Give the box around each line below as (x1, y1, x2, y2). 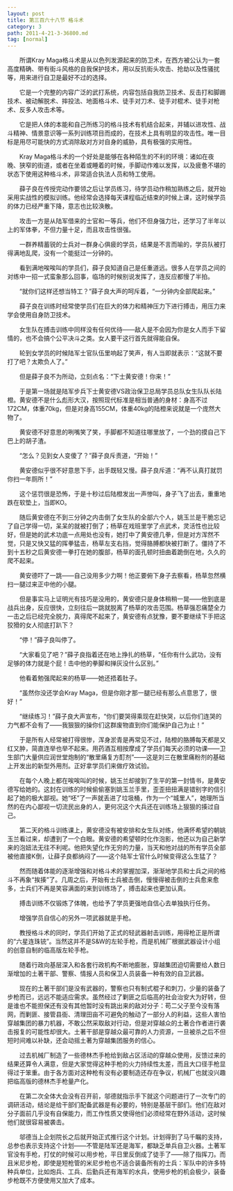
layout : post (7, 10, 45, 17)
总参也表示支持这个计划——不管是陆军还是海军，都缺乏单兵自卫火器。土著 (7, 1142, 220, 1150)
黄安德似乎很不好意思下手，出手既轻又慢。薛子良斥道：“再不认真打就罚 (19, 467, 223, 475)
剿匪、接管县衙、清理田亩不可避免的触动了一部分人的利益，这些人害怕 (25, 1010, 226, 1019)
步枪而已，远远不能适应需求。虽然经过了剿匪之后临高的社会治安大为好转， (7, 993, 220, 1001)
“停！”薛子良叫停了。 (19, 635, 80, 644)
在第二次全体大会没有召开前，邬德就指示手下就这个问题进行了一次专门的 (19, 1092, 226, 1101)
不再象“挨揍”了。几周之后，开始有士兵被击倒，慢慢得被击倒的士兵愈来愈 (12, 875, 220, 884)
